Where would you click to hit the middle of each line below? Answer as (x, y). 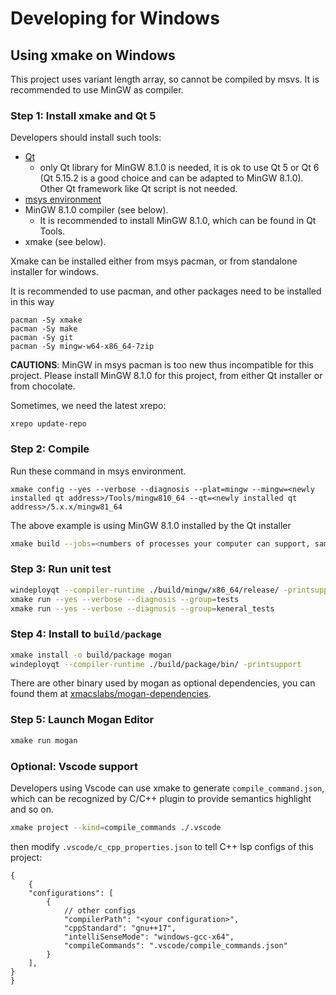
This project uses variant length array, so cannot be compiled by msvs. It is (165, 79)
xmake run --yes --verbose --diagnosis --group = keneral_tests (142, 608)
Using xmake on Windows (93, 55)
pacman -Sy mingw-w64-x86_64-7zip (82, 347)
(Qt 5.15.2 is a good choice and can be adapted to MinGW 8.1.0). (171, 178)
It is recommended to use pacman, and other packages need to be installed (166, 291)
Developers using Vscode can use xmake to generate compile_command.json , (167, 788)
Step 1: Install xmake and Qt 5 (83, 115)
